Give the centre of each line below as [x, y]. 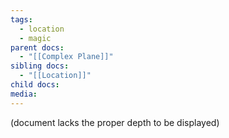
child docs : [35, 85]
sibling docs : [40, 66]
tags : [21, 19]
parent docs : [37, 47]
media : [24, 94]
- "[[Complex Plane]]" [66, 57]
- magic [35, 38]
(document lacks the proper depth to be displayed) [115, 122]
